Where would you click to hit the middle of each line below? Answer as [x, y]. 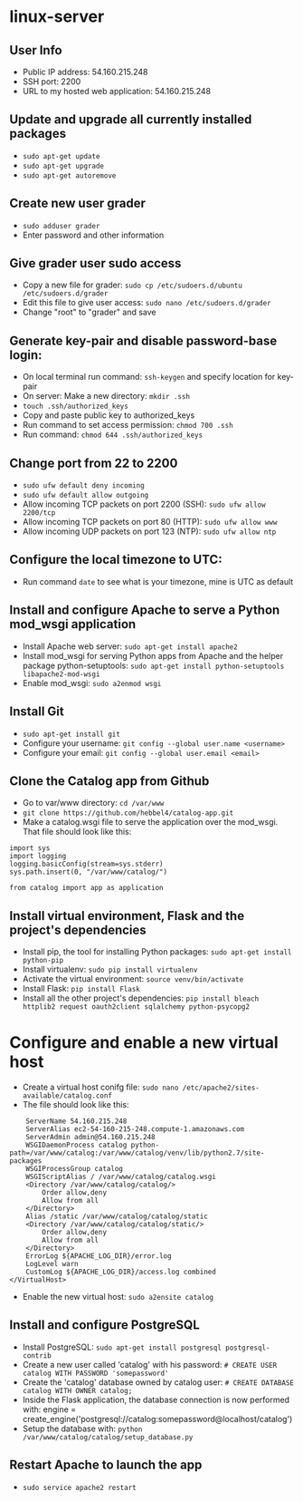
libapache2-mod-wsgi [61, 674]
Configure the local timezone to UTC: [116, 560]
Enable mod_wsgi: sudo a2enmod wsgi [92, 683]
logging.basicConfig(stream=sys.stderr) [87, 864]
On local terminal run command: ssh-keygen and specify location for [149, 377]
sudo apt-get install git [71, 734]
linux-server [57, 17]
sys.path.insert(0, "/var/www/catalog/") [89, 872]
